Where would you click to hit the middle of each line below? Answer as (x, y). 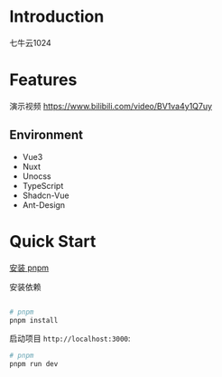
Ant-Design (44, 204)
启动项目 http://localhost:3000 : (70, 339)
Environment (46, 135)
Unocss (37, 176)
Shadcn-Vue (46, 195)
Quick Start (53, 241)
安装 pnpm (29, 268)
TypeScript (43, 185)
